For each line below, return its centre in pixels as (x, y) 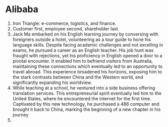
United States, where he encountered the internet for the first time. (82, 98)
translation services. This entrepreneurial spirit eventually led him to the (87, 93)
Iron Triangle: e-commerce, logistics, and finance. (64, 23)
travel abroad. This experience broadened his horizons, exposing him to (87, 71)
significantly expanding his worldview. (52, 82)
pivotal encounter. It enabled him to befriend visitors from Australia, (82, 61)
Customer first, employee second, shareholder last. (66, 28)
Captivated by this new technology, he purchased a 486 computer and (86, 104)
